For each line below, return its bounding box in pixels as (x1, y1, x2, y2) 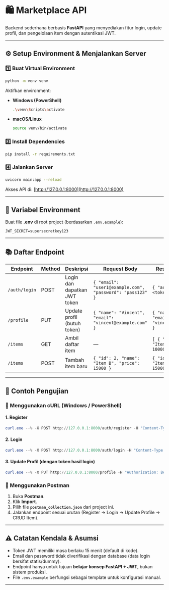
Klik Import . (12, 499, 37, 505)
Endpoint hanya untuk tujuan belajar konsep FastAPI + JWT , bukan (12, 563, 153, 569)
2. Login (5, 436, 23, 442)
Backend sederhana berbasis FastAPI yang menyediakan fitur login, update (5, 24, 162, 31)
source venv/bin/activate (12, 126, 67, 131)
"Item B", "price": (93, 360, 140, 366)
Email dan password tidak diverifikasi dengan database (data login (12, 553, 150, 559)
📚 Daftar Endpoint (5, 248, 64, 256)
